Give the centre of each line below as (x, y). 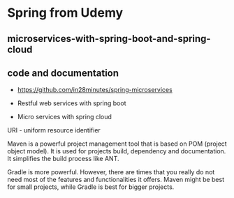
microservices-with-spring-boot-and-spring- (109, 39)
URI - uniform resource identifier (54, 130)
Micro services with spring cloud (64, 117)
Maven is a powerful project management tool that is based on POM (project (117, 144)
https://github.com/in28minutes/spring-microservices (95, 90)
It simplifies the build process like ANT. (63, 159)
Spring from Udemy (65, 13)
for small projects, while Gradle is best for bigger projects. (91, 187)
